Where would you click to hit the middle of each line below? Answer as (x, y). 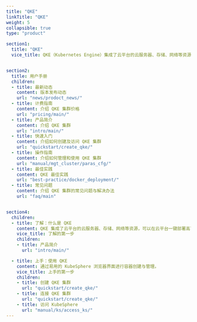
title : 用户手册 (30, 76)
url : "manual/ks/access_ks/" (57, 310)
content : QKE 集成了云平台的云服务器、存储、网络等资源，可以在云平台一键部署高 (103, 229)
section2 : (18, 71)
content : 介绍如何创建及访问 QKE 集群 (59, 142)
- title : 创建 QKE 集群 (44, 283)
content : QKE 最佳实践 (43, 175)
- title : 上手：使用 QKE (39, 261)
